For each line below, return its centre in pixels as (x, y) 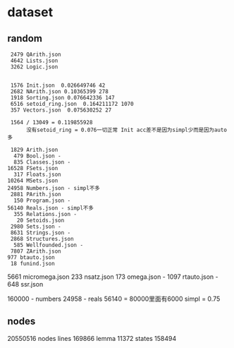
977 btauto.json (31, 258)
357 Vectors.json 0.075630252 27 (61, 110)
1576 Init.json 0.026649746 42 (58, 85)
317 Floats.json (37, 174)
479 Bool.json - (37, 156)
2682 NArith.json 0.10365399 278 (60, 92)
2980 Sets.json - (36, 227)
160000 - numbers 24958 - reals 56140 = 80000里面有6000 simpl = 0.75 (114, 299)
